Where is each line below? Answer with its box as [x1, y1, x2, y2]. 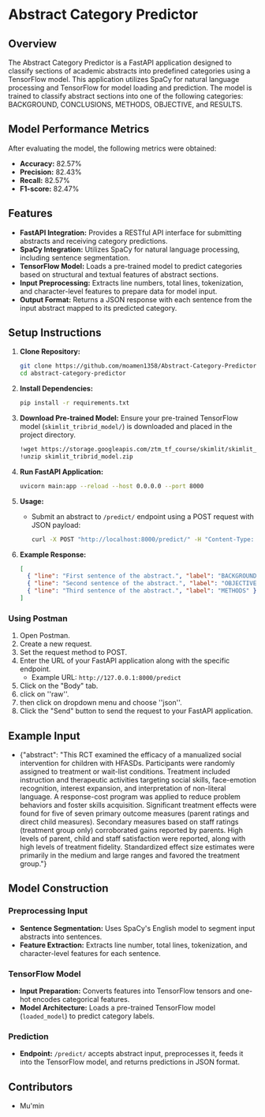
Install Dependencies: [19, 384, 93, 394]
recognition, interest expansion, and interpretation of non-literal [19, 783, 226, 794]
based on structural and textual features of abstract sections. [19, 270, 219, 279]
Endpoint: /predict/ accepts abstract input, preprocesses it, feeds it [19, 1049, 244, 1059]
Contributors [8, 1080, 73, 1093]
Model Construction [8, 882, 109, 895]
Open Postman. [19, 631, 71, 641]
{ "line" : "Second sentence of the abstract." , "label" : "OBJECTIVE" [27, 580, 260, 588]
